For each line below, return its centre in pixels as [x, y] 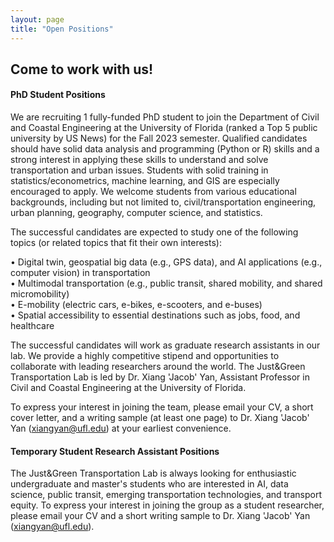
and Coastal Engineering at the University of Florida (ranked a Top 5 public [164, 128]
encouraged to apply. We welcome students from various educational [153, 192]
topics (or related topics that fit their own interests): [116, 243]
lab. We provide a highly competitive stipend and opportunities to [145, 356]
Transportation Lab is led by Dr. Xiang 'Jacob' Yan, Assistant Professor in [160, 377]
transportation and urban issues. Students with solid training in [139, 170]
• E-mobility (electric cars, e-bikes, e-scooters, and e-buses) [136, 305]
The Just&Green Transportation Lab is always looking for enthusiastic [153, 473]
